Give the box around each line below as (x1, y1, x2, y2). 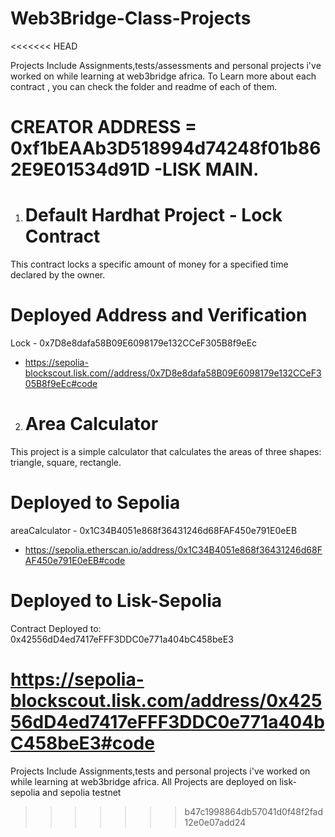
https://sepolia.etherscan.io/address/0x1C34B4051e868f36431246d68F (24, 543, 323, 556)
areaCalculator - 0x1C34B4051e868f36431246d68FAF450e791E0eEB (10, 524, 298, 536)
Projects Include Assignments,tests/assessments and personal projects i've (10, 59, 322, 71)
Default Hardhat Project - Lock (24, 204, 283, 227)
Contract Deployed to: (10, 622, 102, 634)
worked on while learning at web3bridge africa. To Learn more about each (10, 70, 317, 82)
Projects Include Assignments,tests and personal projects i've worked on (10, 765, 311, 777)
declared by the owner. (10, 269, 106, 281)
